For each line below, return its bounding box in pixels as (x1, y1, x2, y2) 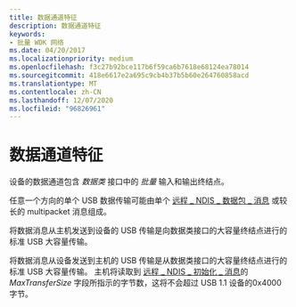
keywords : (9, 29, 46, 38)
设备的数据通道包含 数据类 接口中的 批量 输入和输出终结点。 (9, 176, 229, 187)
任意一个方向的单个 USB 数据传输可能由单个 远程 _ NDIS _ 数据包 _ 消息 (9, 195, 270, 206)
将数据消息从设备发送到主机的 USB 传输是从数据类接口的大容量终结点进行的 (9, 255, 288, 266)
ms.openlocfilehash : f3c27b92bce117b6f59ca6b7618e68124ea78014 (9, 63, 250, 72)
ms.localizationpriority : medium (9, 54, 134, 63)
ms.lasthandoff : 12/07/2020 (9, 95, 114, 105)
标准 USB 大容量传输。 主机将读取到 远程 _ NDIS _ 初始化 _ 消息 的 (9, 266, 249, 277)
